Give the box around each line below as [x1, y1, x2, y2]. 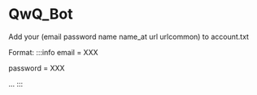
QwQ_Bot [8, 5, 73, 24]
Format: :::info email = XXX [8, 47, 98, 57]
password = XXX [8, 63, 65, 73]
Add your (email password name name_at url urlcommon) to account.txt [8, 32, 250, 41]
